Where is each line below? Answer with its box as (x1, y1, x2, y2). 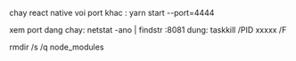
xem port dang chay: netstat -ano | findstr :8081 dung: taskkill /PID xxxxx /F (9, 25, 287, 34)
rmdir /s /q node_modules (9, 42, 104, 52)
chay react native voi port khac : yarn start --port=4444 (9, 8, 215, 18)
